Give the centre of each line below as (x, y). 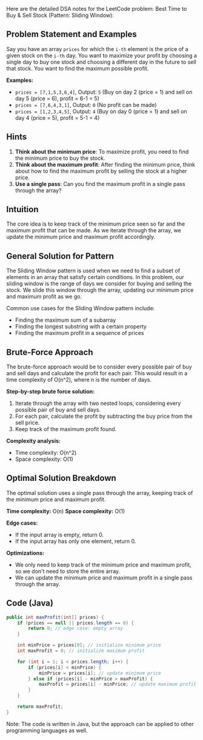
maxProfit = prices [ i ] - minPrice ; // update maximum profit (118, 684)
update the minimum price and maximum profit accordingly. (81, 237)
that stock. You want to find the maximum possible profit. (78, 68)
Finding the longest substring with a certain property (81, 327)
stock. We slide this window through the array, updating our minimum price (100, 290)
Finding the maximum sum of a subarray (65, 320)
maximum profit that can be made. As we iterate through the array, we (94, 230)
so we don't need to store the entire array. (68, 571)
